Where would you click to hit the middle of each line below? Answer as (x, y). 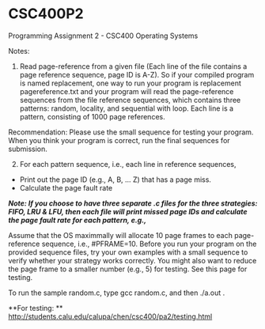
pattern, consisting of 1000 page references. (92, 116)
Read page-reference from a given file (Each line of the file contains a (133, 66)
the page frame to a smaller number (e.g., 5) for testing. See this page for (128, 269)
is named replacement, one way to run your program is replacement (130, 83)
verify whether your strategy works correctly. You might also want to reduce (132, 260)
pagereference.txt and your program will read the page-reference (127, 91)
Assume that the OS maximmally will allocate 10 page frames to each (121, 235)
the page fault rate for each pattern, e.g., (78, 220)
